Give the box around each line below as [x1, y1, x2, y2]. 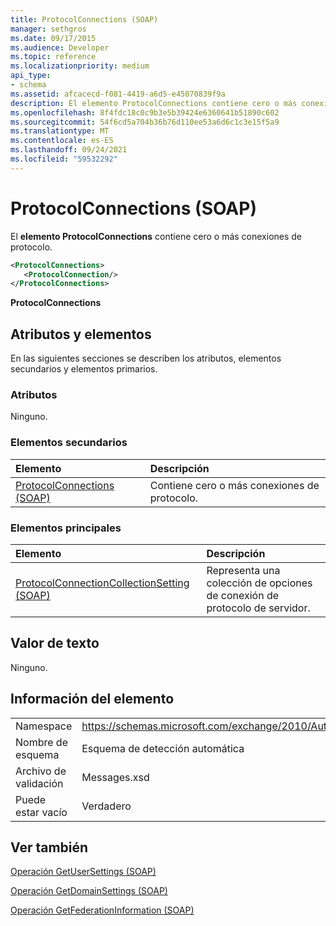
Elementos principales [10, 521, 122, 535]
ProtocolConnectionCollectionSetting [15, 576, 190, 590]
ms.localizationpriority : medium [10, 61, 150, 71]
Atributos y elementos [10, 326, 152, 343]
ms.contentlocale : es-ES [10, 136, 114, 146]
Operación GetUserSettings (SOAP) [10, 866, 157, 878]
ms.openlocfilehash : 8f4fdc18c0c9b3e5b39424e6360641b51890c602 [10, 107, 280, 118]
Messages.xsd [81, 770, 150, 784]
